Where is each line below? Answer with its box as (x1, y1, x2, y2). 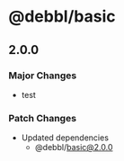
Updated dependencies (21, 132, 110, 143)
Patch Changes (8, 112, 77, 124)
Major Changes (8, 69, 77, 82)
